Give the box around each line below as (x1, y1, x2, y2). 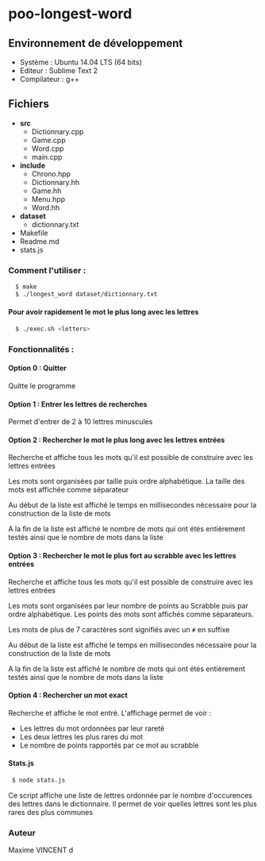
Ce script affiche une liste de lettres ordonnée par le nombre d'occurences (8, 790, 252, 800)
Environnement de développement (8, 37, 183, 50)
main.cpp (31, 152, 63, 161)
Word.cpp (31, 144, 64, 153)
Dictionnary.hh (31, 177, 80, 187)
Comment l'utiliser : (8, 264, 86, 276)
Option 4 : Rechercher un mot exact (8, 690, 129, 700)
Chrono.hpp (31, 168, 71, 179)
